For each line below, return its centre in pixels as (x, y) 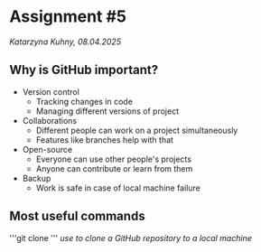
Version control (51, 91)
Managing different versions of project (107, 111)
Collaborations (50, 120)
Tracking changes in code (84, 101)
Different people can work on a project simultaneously (137, 130)
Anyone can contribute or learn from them (114, 168)
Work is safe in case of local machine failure (118, 188)
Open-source (47, 149)
